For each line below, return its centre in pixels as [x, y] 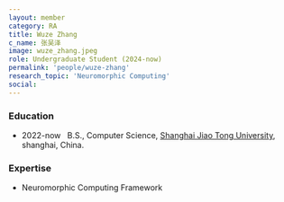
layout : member [37, 18]
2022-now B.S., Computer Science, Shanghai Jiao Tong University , [148, 135]
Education [32, 116]
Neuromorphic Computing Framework [92, 188]
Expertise [30, 168]
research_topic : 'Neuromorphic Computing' [89, 76]
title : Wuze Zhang [43, 34]
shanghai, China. [53, 145]
